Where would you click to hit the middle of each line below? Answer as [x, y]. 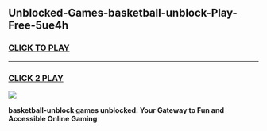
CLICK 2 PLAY [36, 78]
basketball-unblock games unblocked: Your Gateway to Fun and [116, 110]
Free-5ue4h [39, 26]
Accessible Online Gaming [53, 118]
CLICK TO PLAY [39, 48]
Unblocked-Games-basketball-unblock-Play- [123, 13]
